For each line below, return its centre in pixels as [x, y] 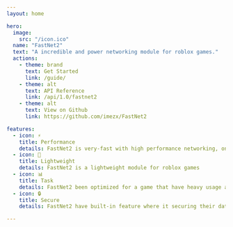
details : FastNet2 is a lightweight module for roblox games [109, 168]
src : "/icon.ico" [44, 39]
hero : [14, 26]
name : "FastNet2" [38, 46]
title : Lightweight [47, 161]
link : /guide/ [46, 78]
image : [22, 33]
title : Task [36, 180]
